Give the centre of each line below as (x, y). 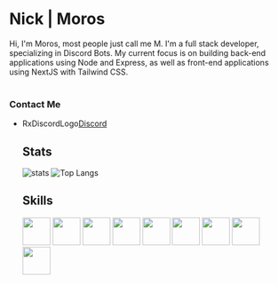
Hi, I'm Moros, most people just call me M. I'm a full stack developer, (134, 43)
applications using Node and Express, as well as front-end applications (139, 62)
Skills (37, 201)
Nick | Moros (57, 19)
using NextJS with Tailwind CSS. (69, 72)
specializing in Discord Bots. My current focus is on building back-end (138, 52)
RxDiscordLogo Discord (64, 123)
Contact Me (35, 104)
